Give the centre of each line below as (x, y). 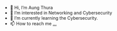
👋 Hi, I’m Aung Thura (31, 8)
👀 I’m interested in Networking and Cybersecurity (61, 13)
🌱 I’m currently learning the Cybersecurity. (54, 18)
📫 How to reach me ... (33, 24)
